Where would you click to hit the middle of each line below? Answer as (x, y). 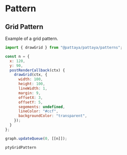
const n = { (17, 56)
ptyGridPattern (21, 147)
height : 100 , (32, 84)
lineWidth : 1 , (33, 89)
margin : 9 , (29, 93)
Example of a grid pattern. (32, 38)
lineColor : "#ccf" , (38, 111)
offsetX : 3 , (30, 97)
